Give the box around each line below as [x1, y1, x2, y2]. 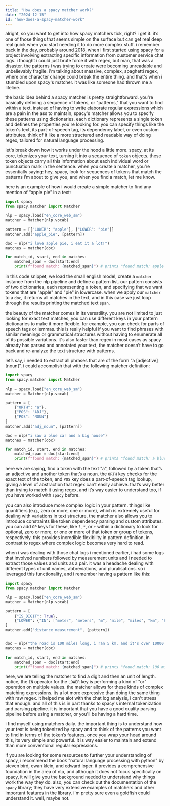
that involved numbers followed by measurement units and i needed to [5, 555, 152, 561]
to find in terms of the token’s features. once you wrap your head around [5, 732, 157, 738]
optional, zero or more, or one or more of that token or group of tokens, [5, 529, 154, 535]
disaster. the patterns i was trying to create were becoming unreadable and [5, 63, 162, 69]
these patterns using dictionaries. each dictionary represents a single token [5, 116, 163, 122]
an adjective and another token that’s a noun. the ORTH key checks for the [5, 471, 157, 477]
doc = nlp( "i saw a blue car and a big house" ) [5, 433, 108, 438]
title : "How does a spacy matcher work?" [5, 7, 94, 13]
